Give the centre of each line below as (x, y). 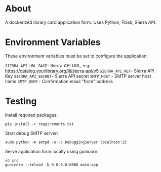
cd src (12, 160)
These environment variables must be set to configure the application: (77, 56)
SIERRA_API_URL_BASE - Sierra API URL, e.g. (48, 65)
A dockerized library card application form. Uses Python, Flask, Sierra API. (81, 22)
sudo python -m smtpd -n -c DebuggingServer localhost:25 (66, 142)
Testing (21, 101)
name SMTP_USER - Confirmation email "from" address (59, 81)
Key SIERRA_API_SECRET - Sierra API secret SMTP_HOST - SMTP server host (78, 76)
